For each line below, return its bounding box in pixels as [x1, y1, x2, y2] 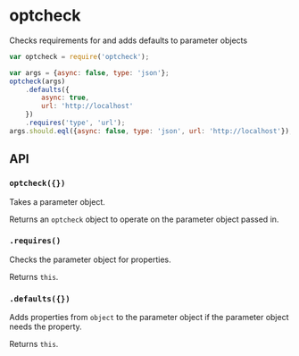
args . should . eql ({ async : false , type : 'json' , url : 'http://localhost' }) [9, 126, 290, 135]
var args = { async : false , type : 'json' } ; [9, 68, 170, 77]
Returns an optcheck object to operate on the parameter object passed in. [9, 214, 279, 225]
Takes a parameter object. [9, 196, 105, 207]
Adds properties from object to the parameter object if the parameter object [9, 312, 289, 323]
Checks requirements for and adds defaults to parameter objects [9, 35, 248, 46]
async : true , [41, 93, 90, 103]
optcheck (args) [9, 77, 66, 86]
